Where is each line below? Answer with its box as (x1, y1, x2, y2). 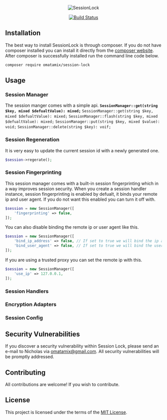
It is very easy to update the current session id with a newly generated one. (5, 147, 160, 153)
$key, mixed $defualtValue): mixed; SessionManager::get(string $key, (5, 109, 154, 114)
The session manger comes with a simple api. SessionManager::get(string (5, 102, 158, 108)
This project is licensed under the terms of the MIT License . (5, 409, 128, 415)
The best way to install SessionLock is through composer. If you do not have (5, 42, 162, 48)
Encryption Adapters (5, 301, 57, 308)
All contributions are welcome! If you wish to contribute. (5, 381, 120, 387)
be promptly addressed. (5, 354, 55, 360)
